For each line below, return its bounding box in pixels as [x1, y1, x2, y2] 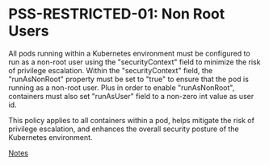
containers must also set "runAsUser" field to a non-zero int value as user [8, 91, 254, 101]
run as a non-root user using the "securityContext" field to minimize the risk [8, 57, 261, 67]
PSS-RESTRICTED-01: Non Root [8, 5, 225, 23]
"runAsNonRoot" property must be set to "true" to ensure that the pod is [8, 74, 249, 84]
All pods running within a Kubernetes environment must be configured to [8, 48, 250, 58]
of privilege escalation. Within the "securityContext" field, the [8, 65, 213, 75]
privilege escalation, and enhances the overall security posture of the [8, 124, 240, 134]
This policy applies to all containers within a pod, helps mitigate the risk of [8, 115, 254, 125]
